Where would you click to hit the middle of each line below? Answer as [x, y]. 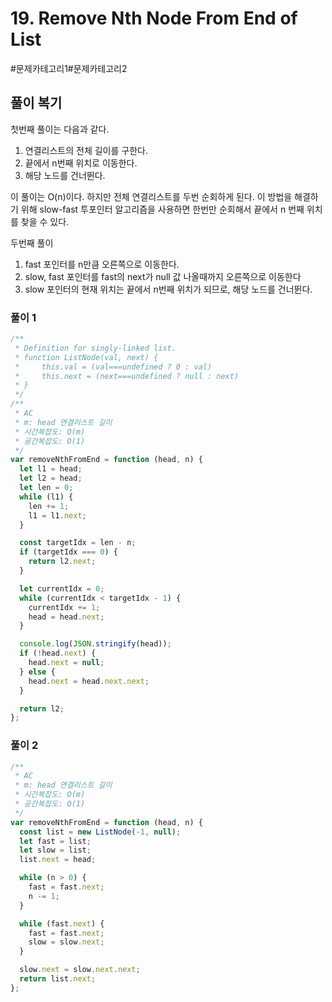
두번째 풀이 [32, 243]
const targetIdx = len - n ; [78, 543]
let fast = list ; [55, 841]
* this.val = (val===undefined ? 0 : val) [113, 367]
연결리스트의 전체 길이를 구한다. [86, 150]
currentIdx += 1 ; [64, 607]
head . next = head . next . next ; [89, 681]
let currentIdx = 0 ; [62, 588]
